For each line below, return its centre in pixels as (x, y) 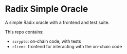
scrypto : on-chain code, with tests (46, 41)
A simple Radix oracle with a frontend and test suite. (57, 22)
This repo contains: (24, 32)
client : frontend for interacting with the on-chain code (67, 46)
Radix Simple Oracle (47, 9)
